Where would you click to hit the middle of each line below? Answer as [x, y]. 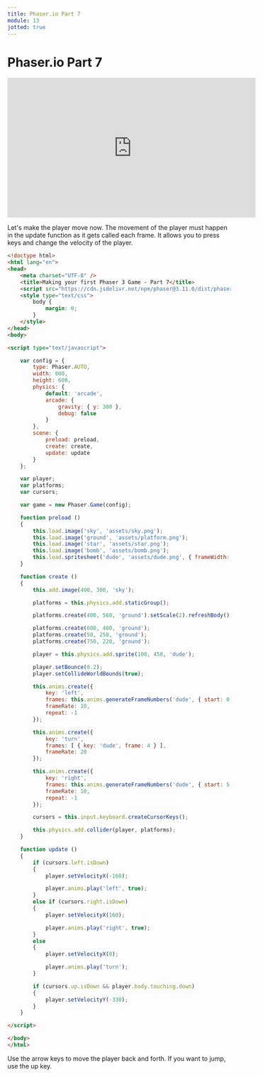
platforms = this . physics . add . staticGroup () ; [101, 603]
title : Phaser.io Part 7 [44, 14]
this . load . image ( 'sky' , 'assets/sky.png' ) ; [98, 531]
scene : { [46, 433]
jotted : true [27, 27]
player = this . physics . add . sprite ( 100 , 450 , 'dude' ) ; [114, 654]
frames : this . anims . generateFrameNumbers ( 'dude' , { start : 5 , [139, 785]
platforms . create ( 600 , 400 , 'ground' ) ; [92, 629]
